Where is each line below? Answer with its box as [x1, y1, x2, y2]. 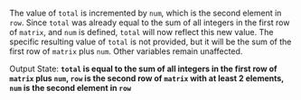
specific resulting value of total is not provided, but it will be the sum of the [9, 36, 292, 47]
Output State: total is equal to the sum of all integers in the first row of [9, 63, 277, 74]
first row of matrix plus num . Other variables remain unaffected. [9, 46, 243, 57]
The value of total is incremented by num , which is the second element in [9, 8, 282, 18]
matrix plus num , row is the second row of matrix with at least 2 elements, [9, 73, 285, 84]
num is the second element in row [9, 83, 132, 93]
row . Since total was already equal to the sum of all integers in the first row [9, 17, 290, 28]
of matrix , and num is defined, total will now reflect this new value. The [9, 27, 274, 37]
